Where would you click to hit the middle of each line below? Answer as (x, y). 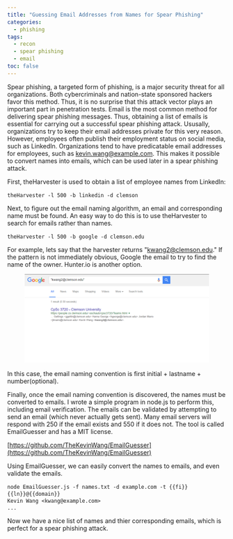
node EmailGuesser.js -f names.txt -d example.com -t (87, 487)
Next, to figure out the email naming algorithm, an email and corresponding (115, 208)
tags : (15, 37)
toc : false (23, 66)
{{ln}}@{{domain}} (34, 494)
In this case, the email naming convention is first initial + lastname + (104, 374)
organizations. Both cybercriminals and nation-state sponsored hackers (110, 94)
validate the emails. (35, 474)
